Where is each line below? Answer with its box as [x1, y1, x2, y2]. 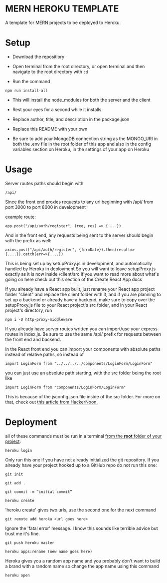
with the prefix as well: [5, 237, 51, 243]
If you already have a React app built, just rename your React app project [5, 286, 155, 292]
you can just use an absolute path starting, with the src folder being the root [5, 370, 161, 376]
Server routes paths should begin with [5, 180, 84, 186]
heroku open [5, 572, 30, 578]
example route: [5, 214, 36, 220]
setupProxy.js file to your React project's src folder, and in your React [5, 302, 148, 308]
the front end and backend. [5, 336, 61, 342]
